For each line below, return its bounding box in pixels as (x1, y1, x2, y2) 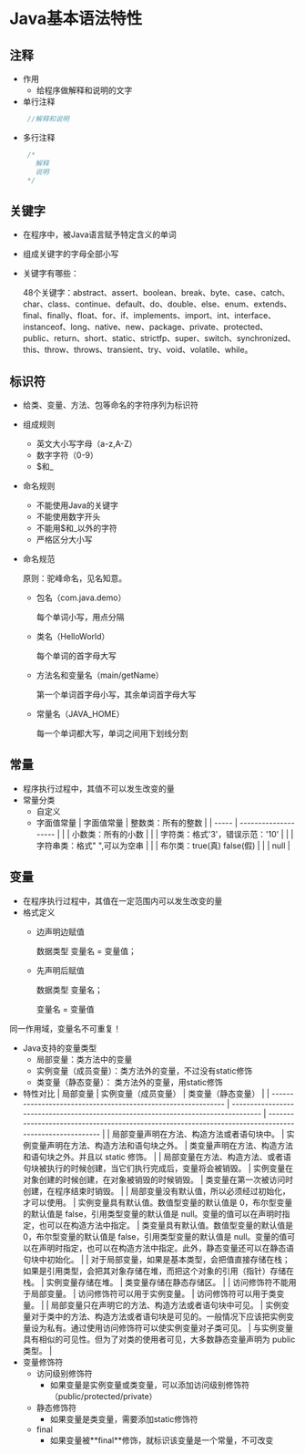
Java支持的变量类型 (22, 1042, 97, 1054)
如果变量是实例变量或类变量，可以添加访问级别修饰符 (49, 1379, 250, 1390)
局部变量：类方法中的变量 (36, 1054, 133, 1065)
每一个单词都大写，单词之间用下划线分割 (36, 728, 188, 739)
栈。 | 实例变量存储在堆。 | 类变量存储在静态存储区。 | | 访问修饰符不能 (22, 1276, 289, 1287)
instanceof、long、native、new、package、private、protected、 (22, 321, 269, 333)
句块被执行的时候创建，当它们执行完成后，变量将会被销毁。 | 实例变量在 (22, 1162, 294, 1173)
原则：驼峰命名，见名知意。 (22, 573, 127, 584)
